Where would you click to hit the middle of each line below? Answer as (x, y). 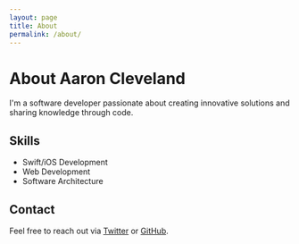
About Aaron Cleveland (97, 78)
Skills (25, 141)
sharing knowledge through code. (71, 113)
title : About (33, 26)
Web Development (56, 172)
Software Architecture (63, 181)
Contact (32, 210)
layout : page (33, 17)
